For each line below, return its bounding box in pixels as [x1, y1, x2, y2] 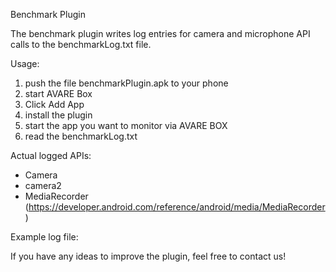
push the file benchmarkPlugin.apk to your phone [24, 77, 229, 89]
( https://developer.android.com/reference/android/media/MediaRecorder [24, 201, 326, 213]
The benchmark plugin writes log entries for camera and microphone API [10, 28, 311, 39]
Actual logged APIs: [10, 150, 92, 161]
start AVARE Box [24, 88, 93, 99]
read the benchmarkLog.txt [24, 130, 138, 142]
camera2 [24, 180, 62, 191]
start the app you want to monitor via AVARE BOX [24, 120, 228, 131]
